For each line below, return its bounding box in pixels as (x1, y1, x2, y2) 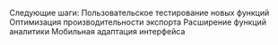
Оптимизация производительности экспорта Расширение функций (9, 17, 267, 27)
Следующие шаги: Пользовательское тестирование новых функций (9, 8, 270, 18)
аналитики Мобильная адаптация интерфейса (9, 26, 186, 36)
